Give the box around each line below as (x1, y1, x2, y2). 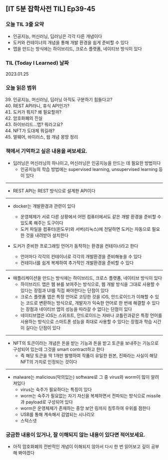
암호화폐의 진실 (12, 115, 43, 121)
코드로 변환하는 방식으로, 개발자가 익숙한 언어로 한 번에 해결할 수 (25, 300, 151, 306)
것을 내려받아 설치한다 (25, 232, 69, 238)
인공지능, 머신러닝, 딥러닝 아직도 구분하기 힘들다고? (12, 97, 113, 103)
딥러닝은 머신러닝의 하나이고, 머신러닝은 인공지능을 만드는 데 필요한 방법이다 (12, 160, 161, 166)
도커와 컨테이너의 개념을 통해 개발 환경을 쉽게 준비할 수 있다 (12, 39, 129, 45)
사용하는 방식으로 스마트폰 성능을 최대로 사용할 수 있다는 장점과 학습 (20, 318, 153, 324)
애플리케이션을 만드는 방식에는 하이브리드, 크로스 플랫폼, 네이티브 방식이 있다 (12, 275, 163, 281)
